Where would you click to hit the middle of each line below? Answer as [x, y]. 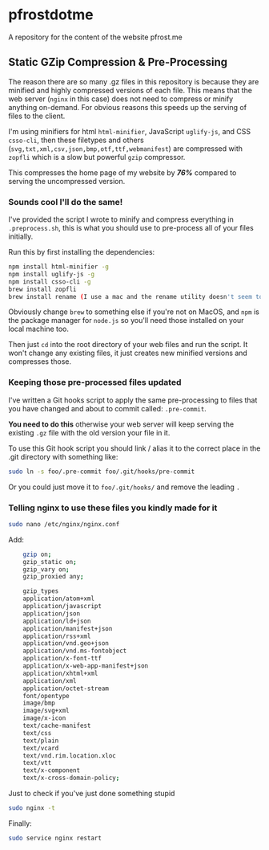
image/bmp [39, 703]
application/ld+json [57, 621]
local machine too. [39, 329]
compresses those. [40, 362]
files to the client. [37, 116]
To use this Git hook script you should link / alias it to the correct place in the [134, 448]
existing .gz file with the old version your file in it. [89, 432]
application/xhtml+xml [60, 673]
